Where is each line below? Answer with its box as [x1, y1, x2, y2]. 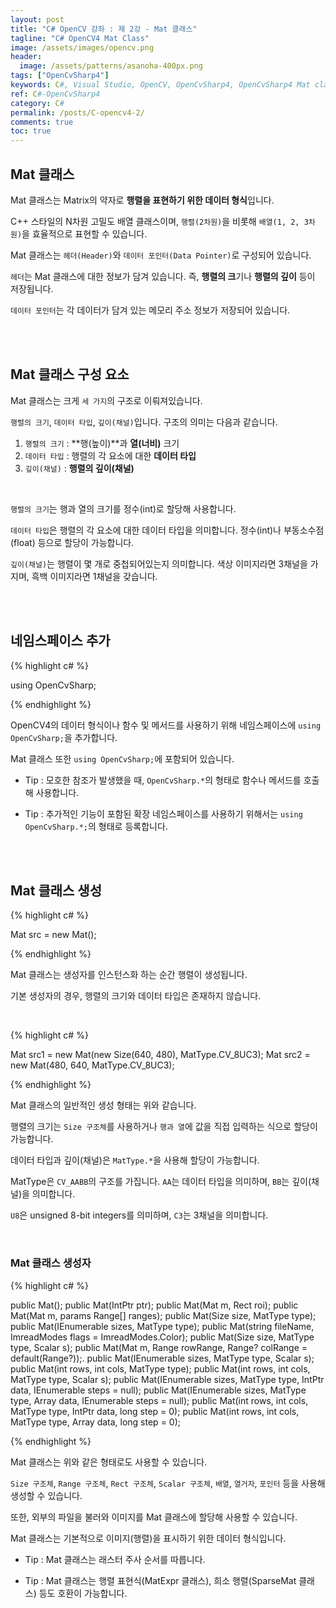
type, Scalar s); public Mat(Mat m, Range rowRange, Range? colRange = [10, 1341, 308, 1353]
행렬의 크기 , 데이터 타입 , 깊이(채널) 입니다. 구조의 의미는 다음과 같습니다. [10, 416, 278, 428]
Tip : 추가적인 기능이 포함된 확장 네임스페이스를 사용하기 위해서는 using [24, 807, 303, 820]
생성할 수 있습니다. [10, 1489, 83, 1501]
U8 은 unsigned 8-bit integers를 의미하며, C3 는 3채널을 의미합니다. [10, 1209, 269, 1221]
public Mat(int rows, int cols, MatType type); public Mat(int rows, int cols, [10, 1362, 311, 1375]
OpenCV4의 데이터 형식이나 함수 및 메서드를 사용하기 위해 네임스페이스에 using [10, 719, 322, 731]
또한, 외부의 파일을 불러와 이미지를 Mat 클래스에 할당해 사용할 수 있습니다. [10, 1511, 298, 1523]
